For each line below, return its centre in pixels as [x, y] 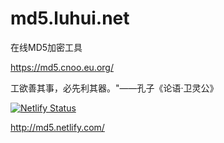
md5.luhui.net [70, 18]
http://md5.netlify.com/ [57, 127]
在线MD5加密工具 [46, 47]
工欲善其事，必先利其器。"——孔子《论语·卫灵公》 [114, 88]
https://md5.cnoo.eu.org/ [62, 67]
